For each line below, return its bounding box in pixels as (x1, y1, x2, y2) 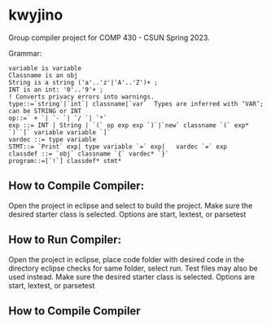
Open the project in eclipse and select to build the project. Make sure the (8, 200, 253, 210)
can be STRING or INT (8, 107, 82, 115)
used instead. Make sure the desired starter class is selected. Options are (8, 271, 255, 282)
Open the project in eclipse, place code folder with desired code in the (8, 254, 245, 264)
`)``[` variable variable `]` (8, 128, 111, 136)
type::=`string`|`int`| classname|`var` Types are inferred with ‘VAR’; (8, 99, 264, 108)
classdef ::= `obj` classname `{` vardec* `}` (8, 149, 169, 158)
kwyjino (8, 6, 63, 24)
